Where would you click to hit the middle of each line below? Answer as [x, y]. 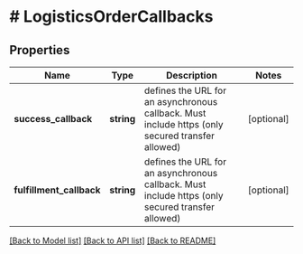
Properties [40, 50]
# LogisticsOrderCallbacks [111, 17]
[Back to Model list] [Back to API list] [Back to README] [113, 240]
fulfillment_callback [57, 190]
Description [192, 75]
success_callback [53, 119]
